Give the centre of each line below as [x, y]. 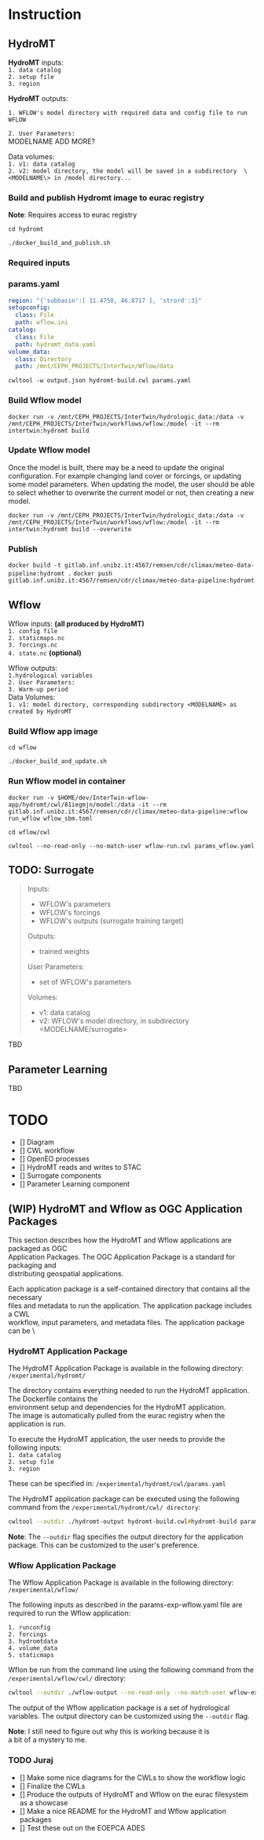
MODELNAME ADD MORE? [52, 141]
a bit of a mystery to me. [48, 1740]
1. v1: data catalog [42, 164]
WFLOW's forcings [70, 913]
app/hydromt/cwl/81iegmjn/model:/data [71, 805]
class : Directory [44, 359]
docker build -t [35, 565]
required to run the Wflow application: [70, 1613]
